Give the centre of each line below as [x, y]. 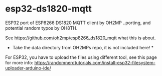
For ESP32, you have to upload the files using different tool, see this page [81, 57]
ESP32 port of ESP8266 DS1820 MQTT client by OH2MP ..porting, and [78, 23]
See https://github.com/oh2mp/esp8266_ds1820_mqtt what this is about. [80, 38]
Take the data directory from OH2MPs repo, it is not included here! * [83, 47]
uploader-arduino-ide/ [28, 68]
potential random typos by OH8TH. [41, 28]
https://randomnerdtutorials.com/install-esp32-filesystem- [95, 62]
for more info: [19, 62]
